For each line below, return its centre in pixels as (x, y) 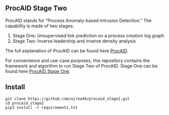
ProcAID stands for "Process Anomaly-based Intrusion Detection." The (78, 20)
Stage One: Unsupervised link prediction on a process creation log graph (88, 35)
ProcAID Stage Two (36, 8)
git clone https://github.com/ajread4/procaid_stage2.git (67, 99)
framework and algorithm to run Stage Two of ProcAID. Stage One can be (81, 66)
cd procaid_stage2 (24, 103)
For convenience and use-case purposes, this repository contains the (78, 61)
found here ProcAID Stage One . (38, 71)
